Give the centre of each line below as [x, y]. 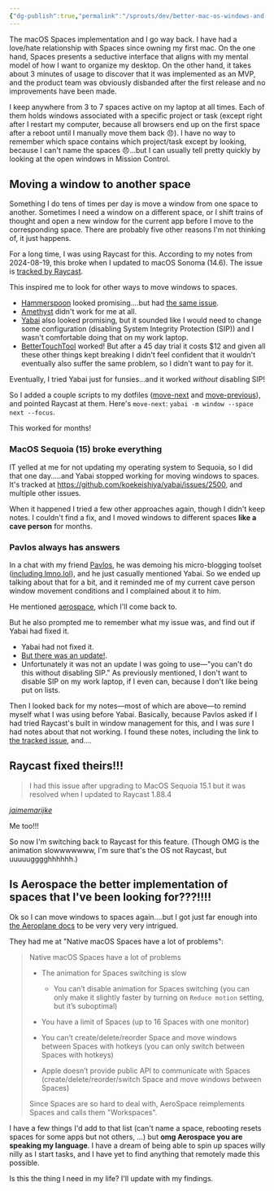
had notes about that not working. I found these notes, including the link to [134, 732]
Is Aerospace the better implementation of [119, 884]
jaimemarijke [31, 810]
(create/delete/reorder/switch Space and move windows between [151, 1079]
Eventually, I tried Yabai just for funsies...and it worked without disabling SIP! [137, 379]
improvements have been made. [63, 91]
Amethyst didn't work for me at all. [79, 312]
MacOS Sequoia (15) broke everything [86, 449]
